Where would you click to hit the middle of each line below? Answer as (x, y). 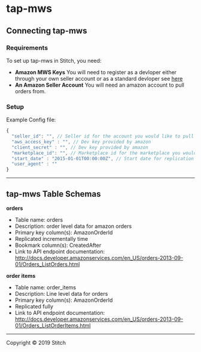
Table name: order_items (45, 287)
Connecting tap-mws (47, 31)
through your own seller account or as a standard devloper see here (99, 78)
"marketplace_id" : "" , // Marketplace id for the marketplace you (96, 153)
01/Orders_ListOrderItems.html (53, 325)
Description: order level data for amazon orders (73, 226)
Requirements (27, 48)
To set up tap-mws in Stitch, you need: (54, 60)
